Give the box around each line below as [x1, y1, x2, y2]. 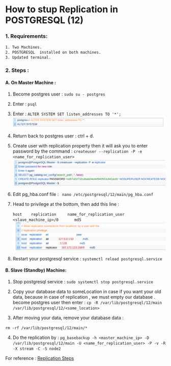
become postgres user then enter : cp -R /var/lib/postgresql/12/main [12, 299, 162, 305]
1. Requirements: [5, 33, 48, 40]
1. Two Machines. [5, 45, 42, 50]
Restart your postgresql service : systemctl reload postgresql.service [12, 255, 162, 261]
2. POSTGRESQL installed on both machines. [5, 50, 101, 55]
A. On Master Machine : [5, 80, 56, 85]
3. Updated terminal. [5, 55, 51, 60]
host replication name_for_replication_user [12, 212, 125, 217]
